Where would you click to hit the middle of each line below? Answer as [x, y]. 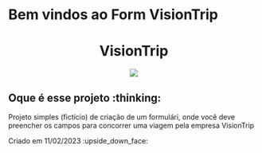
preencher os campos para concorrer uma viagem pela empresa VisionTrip [131, 125]
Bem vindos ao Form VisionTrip [113, 15]
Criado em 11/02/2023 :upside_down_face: [78, 140]
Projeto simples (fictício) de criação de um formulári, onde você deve [122, 116]
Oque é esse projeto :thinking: [85, 98]
